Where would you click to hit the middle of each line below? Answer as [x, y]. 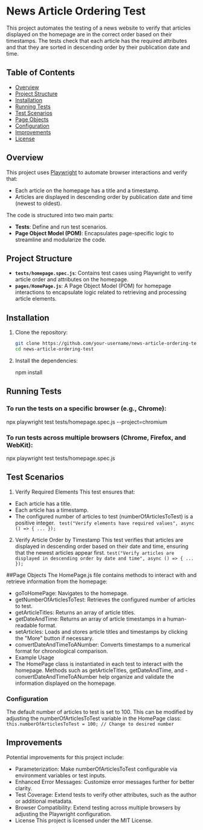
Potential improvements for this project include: [65, 757]
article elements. [36, 299]
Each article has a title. [43, 503]
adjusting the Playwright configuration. [63, 814]
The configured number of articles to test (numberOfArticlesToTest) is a [104, 516]
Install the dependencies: [47, 361]
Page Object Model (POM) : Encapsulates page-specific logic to [94, 233]
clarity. [23, 788]
